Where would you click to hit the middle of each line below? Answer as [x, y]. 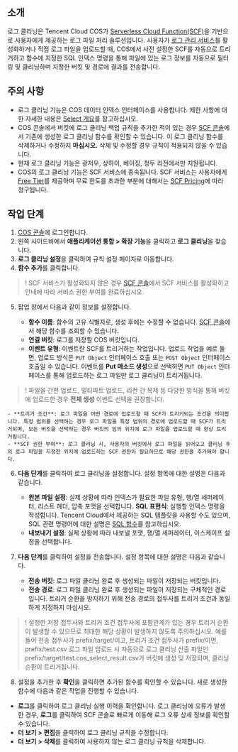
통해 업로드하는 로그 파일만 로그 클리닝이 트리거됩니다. [127, 376]
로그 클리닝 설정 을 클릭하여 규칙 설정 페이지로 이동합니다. [96, 259]
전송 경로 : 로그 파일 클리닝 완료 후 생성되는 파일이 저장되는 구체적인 [120, 590]
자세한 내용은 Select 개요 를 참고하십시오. [81, 119]
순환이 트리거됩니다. [52, 667]
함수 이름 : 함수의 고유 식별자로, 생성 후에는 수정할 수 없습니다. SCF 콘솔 [126, 322]
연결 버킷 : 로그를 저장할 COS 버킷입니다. [84, 340]
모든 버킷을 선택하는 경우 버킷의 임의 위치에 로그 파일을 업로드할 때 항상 [121, 429]
